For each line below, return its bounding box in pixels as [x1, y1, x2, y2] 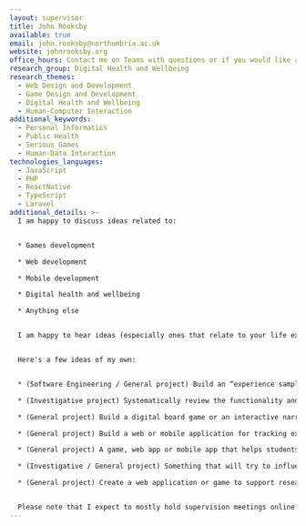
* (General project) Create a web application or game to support [17, 479, 275, 488]
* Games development [17, 240, 96, 250]
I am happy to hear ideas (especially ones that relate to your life [17, 331, 287, 340]
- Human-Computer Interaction [17, 106, 132, 116]
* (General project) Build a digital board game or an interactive [17, 412, 280, 421]
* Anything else [17, 307, 79, 316]
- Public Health [17, 132, 79, 141]
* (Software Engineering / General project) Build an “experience [17, 379, 275, 389]
